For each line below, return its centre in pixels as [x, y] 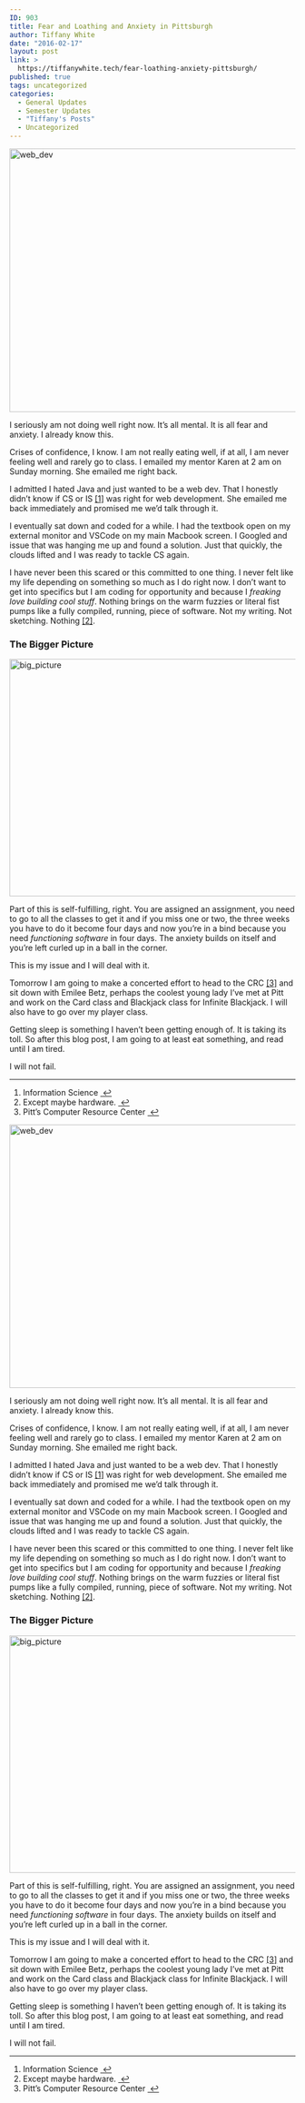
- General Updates [53, 102]
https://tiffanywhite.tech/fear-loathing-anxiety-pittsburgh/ [138, 69]
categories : [32, 94]
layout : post [34, 52]
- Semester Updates [54, 111]
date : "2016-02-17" [46, 43]
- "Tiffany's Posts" [56, 119]
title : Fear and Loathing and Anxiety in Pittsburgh [111, 26]
